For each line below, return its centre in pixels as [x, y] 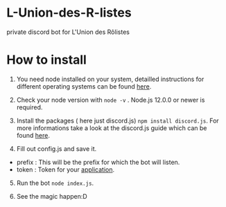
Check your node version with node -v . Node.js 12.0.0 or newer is [111, 100]
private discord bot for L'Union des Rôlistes [68, 32]
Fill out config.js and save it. [56, 148]
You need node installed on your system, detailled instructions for [110, 79]
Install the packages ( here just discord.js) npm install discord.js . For [118, 120]
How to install [47, 60]
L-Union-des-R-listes [69, 13]
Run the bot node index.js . [55, 183]
